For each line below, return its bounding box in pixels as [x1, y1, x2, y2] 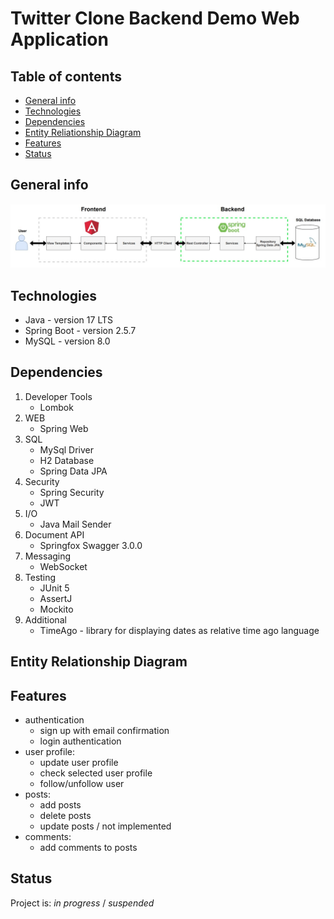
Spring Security [39, 486, 105, 498]
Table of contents [10, 68, 122, 85]
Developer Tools [24, 390, 93, 402]
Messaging [24, 550, 72, 562]
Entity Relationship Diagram [10, 653, 188, 671]
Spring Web [39, 422, 89, 434]
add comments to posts [39, 842, 138, 854]
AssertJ [39, 592, 73, 604]
